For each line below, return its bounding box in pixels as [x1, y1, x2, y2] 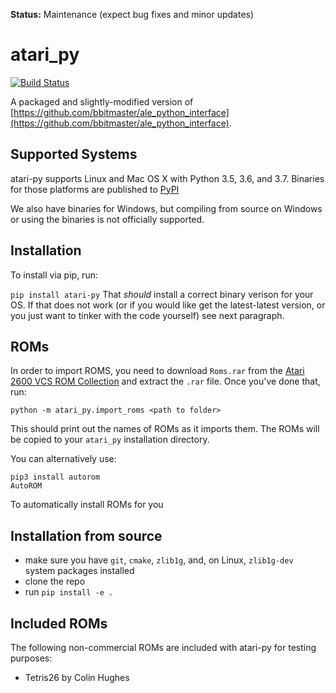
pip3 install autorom [10, 472, 101, 483]
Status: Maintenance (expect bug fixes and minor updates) [10, 9, 255, 20]
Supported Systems [10, 146, 138, 163]
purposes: [10, 652, 53, 664]
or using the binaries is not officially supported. [10, 213, 205, 225]
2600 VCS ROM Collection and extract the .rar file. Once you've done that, [10, 375, 321, 388]
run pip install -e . [24, 586, 114, 598]
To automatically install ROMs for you [10, 499, 164, 511]
